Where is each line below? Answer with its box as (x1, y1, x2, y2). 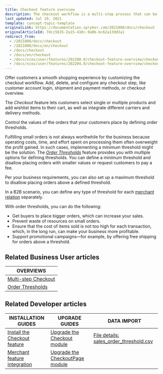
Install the (7, 329, 30, 336)
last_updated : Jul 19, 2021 (5, 16, 62, 21)
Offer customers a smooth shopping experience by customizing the (5, 75, 140, 81)
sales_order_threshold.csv (93, 338, 153, 344)
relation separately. (5, 194, 44, 200)
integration (7, 361, 33, 368)
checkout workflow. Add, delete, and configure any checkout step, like (5, 80, 146, 86)
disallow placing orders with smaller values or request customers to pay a (5, 160, 152, 166)
